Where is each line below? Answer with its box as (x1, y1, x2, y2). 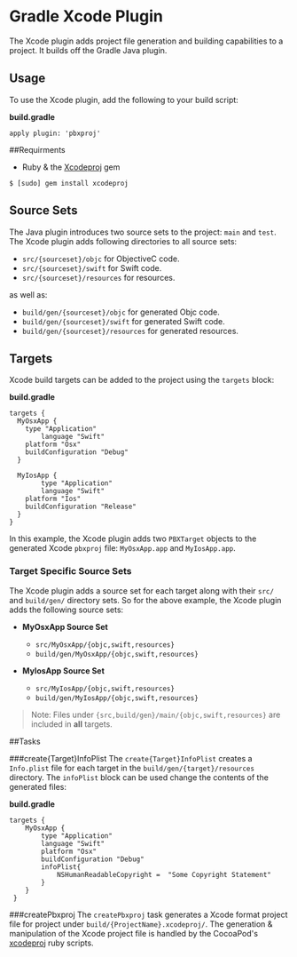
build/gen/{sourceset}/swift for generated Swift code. (21, 315, 226, 326)
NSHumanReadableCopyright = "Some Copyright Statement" (56, 870, 272, 879)
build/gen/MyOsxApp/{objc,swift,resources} (35, 650, 199, 658)
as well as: (9, 289, 48, 299)
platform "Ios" (25, 495, 82, 504)
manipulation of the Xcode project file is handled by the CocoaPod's (9, 928, 259, 938)
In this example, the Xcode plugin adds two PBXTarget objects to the (9, 533, 257, 544)
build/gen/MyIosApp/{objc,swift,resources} (35, 693, 199, 703)
